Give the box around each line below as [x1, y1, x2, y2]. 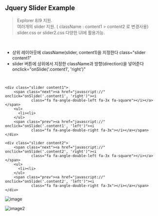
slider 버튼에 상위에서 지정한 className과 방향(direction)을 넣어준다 [12, 60, 144, 66]
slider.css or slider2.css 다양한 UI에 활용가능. [17, 29, 105, 36]
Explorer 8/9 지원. [17, 17, 53, 23]
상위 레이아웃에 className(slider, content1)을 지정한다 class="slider [12, 49, 146, 55]
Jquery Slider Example [5, 4, 75, 12]
